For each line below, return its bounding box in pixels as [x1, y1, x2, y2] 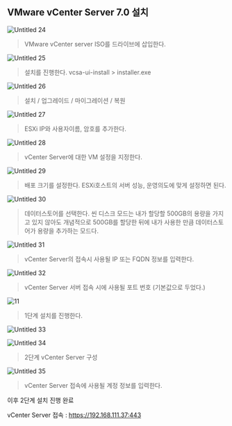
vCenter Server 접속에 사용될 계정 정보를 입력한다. [24, 381, 163, 389]
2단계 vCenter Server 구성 [24, 353, 98, 361]
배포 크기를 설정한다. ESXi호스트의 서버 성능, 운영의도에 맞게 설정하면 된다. [24, 181, 226, 189]
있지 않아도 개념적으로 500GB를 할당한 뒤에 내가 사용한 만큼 [31, 218, 194, 226]
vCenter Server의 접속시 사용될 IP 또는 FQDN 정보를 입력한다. [24, 254, 194, 263]
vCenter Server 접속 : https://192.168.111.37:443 [7, 411, 142, 419]
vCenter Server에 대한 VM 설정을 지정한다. [24, 152, 142, 161]
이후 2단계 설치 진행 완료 [7, 395, 74, 404]
